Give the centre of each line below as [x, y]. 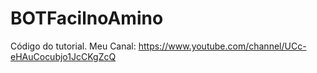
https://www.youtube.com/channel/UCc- [222, 46]
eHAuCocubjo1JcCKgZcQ [63, 56]
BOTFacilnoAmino [87, 18]
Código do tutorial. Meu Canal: [73, 46]
